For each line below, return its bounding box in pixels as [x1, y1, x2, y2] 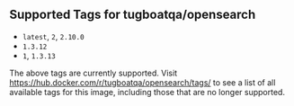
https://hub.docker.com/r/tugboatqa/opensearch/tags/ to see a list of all [9, 76, 276, 88]
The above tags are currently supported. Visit [9, 67, 178, 78]
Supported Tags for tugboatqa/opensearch [9, 7, 256, 22]
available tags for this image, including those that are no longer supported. [9, 86, 286, 97]
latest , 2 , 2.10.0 [22, 31, 85, 41]
